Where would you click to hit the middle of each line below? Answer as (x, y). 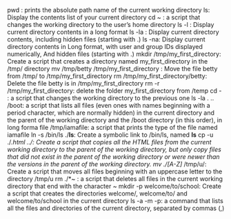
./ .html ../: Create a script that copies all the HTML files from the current (109, 142)
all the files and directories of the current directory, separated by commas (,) (116, 208)
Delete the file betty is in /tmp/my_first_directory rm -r (83, 83)
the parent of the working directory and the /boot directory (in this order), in (115, 120)
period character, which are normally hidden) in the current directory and (111, 113)
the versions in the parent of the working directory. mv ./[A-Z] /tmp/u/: (107, 164)
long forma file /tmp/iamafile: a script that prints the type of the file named (113, 127)
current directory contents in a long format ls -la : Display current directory (113, 32)
